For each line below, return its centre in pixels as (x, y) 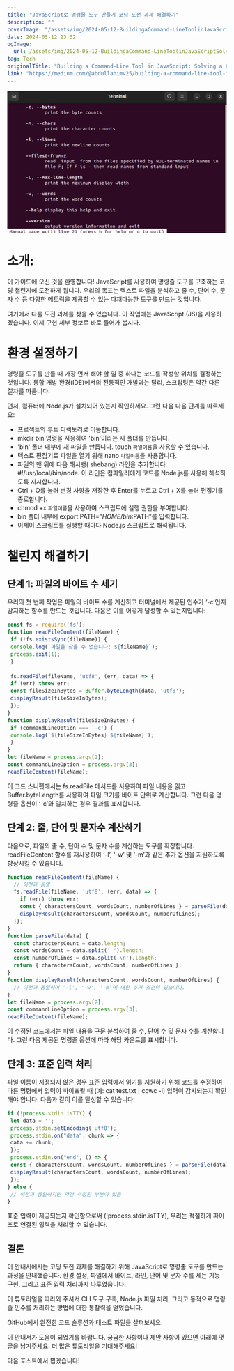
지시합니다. (45, 482)
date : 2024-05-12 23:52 (42, 37)
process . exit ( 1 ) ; (35, 654)
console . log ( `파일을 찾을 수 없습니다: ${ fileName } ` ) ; (84, 647)
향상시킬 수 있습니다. (35, 863)
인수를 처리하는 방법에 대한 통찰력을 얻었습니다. (79, 1308)
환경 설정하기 (42, 353)
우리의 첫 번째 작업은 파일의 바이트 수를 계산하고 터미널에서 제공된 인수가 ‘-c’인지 (117, 602)
